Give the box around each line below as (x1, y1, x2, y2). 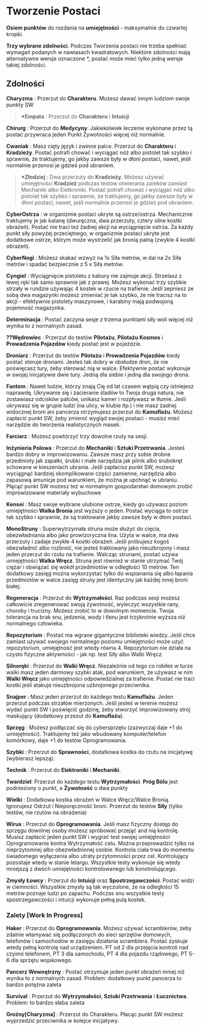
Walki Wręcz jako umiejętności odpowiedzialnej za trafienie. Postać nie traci (6, 675, 195, 682)
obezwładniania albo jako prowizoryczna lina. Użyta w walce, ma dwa (6, 531, 179, 539)
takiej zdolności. (6, 61, 47, 69)
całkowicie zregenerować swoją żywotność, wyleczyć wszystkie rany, (6, 600, 180, 608)
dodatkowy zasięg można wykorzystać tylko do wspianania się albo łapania (6, 569, 193, 577)
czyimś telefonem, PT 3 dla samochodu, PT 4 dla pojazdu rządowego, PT (6, 950, 188, 957)
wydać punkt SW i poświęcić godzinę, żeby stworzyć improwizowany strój (6, 705, 191, 713)
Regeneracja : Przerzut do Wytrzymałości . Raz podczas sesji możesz (6, 594, 181, 601)
